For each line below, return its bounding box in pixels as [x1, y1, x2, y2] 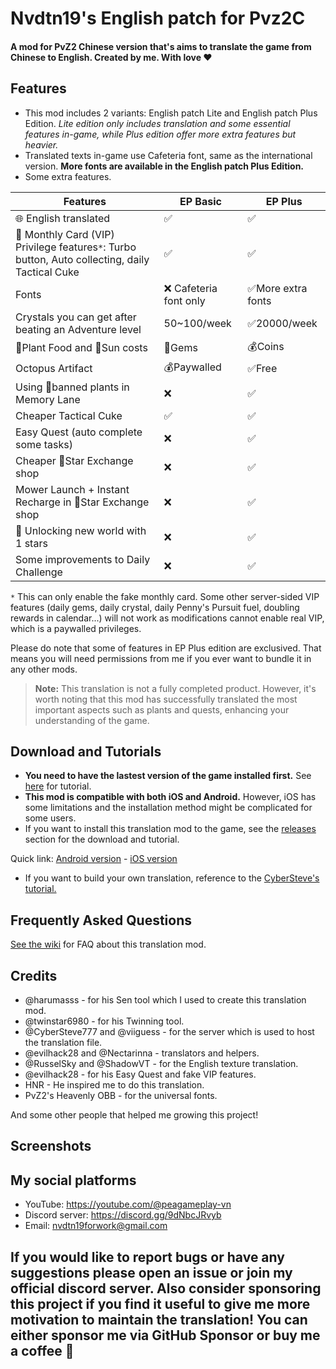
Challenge [15, 565, 63, 579]
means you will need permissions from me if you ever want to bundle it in [10, 652, 312, 664]
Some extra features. [24, 170, 112, 182]
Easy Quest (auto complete [15, 425, 143, 439]
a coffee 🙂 [10, 1342, 75, 1359]
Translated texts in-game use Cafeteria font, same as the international [24, 149, 313, 161]
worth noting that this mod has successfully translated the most [34, 693, 298, 705]
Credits [10, 967, 58, 984]
